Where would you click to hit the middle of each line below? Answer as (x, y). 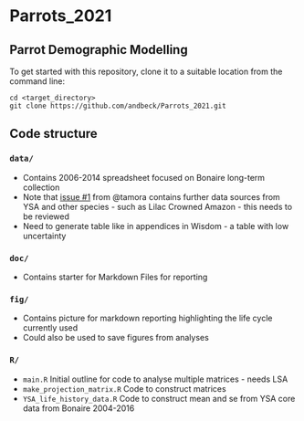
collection (41, 187)
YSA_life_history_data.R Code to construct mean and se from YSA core (159, 398)
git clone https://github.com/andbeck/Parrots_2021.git (118, 106)
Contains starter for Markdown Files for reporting (115, 277)
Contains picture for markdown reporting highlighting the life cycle (147, 318)
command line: (37, 81)
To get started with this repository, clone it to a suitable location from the (146, 71)
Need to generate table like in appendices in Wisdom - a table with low (156, 226)
